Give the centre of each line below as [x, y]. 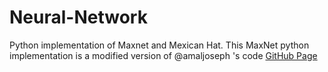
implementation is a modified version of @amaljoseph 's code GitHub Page [163, 55]
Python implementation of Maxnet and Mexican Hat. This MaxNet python [159, 45]
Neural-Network [78, 17]
